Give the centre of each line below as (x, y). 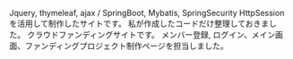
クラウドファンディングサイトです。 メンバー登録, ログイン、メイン (151, 34)
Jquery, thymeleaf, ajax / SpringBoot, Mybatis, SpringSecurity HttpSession (147, 13)
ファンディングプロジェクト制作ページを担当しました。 (126, 46)
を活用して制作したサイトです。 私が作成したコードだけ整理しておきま (139, 23)
